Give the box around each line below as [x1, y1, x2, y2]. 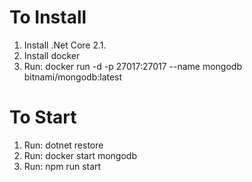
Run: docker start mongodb [23, 149, 137, 161]
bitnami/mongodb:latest [23, 71, 123, 83]
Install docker [23, 49, 81, 61]
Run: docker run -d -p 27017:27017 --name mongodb [23, 60, 242, 72]
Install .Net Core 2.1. [23, 39, 107, 51]
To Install [9, 6, 87, 29]
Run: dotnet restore [23, 139, 104, 151]
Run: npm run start [23, 160, 102, 172]
